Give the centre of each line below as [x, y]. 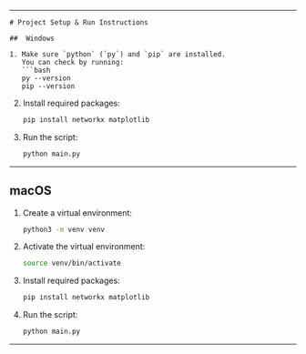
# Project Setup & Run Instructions [79, 23]
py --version [46, 78]
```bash [36, 70]
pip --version [48, 86]
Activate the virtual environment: [84, 247]
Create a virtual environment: [77, 212]
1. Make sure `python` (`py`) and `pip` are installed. [117, 55]
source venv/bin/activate [71, 263]
